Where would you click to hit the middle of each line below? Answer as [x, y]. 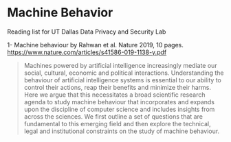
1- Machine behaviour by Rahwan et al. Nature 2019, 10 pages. [96, 45]
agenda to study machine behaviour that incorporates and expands [119, 102]
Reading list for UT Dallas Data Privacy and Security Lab [87, 32]
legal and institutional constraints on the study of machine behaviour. [122, 131]
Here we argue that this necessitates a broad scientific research [114, 95]
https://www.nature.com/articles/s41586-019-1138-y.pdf [87, 52]
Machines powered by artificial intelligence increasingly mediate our [121, 65]
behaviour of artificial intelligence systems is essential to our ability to [123, 80]
